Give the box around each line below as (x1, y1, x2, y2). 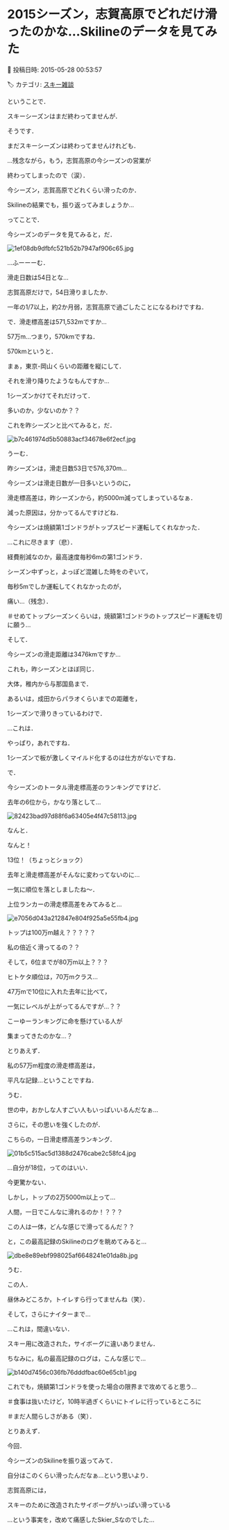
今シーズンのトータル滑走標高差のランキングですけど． (7, 783, 165, 791)
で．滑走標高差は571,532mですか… (7, 317, 108, 325)
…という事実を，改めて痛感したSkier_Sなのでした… (7, 1515, 155, 1524)
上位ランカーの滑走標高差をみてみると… (7, 900, 123, 908)
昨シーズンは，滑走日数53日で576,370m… (7, 464, 127, 472)
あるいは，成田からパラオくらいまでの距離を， (7, 694, 141, 702)
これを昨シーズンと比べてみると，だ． (7, 421, 116, 429)
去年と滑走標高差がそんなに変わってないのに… (7, 870, 140, 878)
